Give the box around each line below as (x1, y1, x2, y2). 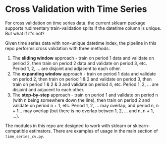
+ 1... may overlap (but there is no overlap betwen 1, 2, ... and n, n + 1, (12, 108, 154, 114)
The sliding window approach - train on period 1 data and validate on (12, 55, 155, 61)
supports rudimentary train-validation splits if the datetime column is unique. (5, 25, 162, 31)
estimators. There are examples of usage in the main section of (29, 128, 158, 134)
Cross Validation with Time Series (5, 3, 147, 15)
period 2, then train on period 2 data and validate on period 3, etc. (12, 60, 147, 66)
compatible (5, 128, 28, 134)
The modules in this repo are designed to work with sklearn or (5, 123, 132, 129)
